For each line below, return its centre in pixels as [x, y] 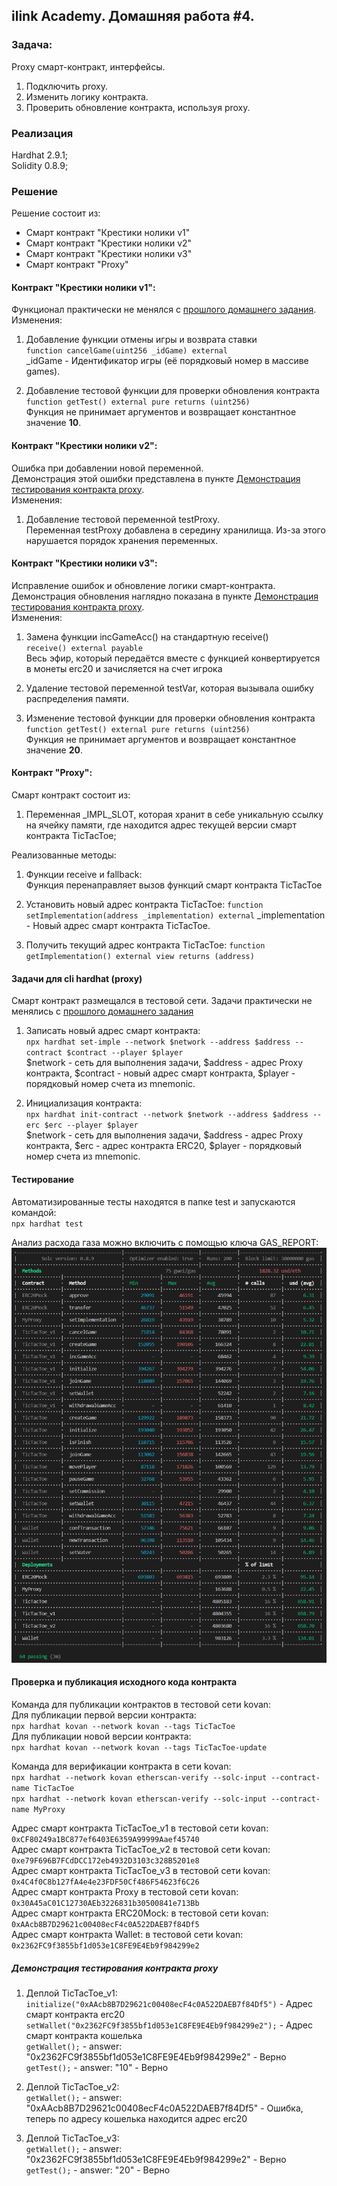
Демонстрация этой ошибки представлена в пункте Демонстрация [156, 478]
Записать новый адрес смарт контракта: [113, 1031]
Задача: [32, 45]
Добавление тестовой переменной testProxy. [122, 519]
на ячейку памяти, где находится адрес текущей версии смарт [161, 825]
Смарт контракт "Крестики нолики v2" [109, 243]
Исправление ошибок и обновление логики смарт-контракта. [143, 585]
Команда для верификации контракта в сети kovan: [121, 1766]
